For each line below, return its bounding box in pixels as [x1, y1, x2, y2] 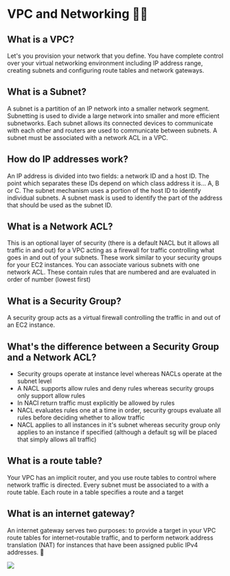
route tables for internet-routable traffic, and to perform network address [7, 533, 214, 542]
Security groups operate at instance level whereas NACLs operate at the [16, 370, 222, 378]
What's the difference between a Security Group [7, 341, 220, 352]
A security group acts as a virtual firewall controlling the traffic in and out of [7, 314, 221, 322]
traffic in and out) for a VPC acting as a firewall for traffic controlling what [7, 246, 215, 255]
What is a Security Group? [7, 295, 122, 307]
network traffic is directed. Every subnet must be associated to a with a [7, 481, 209, 489]
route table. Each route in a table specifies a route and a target [7, 487, 184, 496]
